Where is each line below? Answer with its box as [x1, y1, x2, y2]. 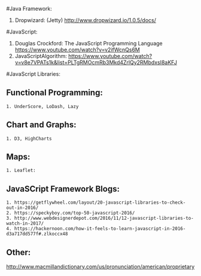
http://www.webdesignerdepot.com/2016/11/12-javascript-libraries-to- [14, 215, 194, 222]
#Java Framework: [6, 5, 53, 12]
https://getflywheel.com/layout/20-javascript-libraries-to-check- [14, 200, 186, 206]
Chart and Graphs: [6, 119, 77, 130]
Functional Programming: [6, 88, 103, 98]
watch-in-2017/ [6, 220, 44, 226]
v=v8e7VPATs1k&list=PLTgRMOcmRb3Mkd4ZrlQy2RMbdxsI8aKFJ [14, 59, 178, 66]
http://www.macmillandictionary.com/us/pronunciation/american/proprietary [6, 263, 195, 271]
